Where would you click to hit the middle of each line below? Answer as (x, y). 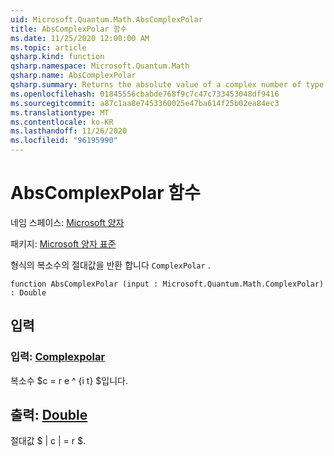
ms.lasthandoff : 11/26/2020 (69, 131)
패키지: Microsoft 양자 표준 (63, 243)
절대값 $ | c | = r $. (48, 441)
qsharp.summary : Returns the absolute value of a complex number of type (167, 85)
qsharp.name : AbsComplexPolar (73, 76)
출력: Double (49, 415)
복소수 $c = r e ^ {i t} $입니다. (69, 380)
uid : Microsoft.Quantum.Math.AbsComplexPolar (106, 19)
